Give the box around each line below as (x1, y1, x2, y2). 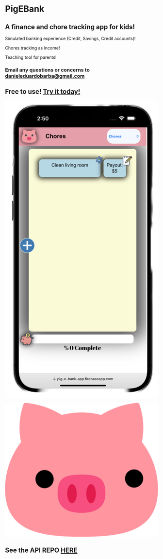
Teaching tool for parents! (5, 54, 57, 60)
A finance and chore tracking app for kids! (5, 23, 135, 31)
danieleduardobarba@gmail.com (5, 72, 85, 79)
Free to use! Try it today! (5, 87, 81, 96)
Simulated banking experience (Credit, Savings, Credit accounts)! (5, 35, 136, 41)
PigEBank (5, 3, 45, 15)
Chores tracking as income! (5, 45, 60, 51)
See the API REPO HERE (5, 546, 78, 555)
